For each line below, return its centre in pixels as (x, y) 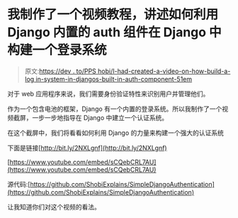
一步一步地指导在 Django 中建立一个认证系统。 (100, 117)
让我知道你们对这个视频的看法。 (54, 207)
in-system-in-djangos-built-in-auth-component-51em (114, 79)
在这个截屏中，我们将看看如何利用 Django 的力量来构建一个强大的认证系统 (116, 133)
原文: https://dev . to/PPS (61, 71)
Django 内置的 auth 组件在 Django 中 (114, 32)
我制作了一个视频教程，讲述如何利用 (113, 15)
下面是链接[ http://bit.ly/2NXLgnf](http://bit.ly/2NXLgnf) (87, 148)
